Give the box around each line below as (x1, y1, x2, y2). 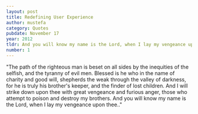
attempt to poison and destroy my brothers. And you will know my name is (6, 95, 187, 102)
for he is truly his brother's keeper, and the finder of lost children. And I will (6, 82, 188, 89)
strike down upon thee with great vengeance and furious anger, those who (6, 88, 187, 95)
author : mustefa (6, 19, 46, 25)
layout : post (6, 8, 38, 15)
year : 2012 (6, 36, 33, 42)
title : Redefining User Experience (6, 14, 94, 20)
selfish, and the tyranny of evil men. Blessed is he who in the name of (6, 69, 175, 77)
